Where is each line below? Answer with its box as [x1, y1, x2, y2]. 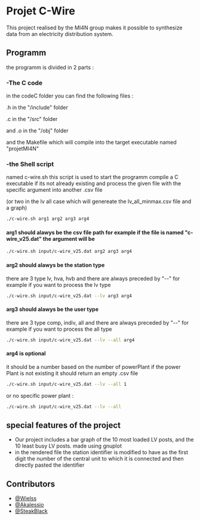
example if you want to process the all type [6, 325, 112, 332]
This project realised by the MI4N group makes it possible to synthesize [6, 24, 183, 31]
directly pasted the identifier [14, 461, 85, 468]
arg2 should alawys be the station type [6, 261, 105, 268]
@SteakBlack [14, 507, 48, 515]
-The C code [6, 78, 43, 87]
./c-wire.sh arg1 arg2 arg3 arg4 [6, 216, 90, 222]
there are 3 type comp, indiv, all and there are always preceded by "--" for [6, 319, 189, 326]
